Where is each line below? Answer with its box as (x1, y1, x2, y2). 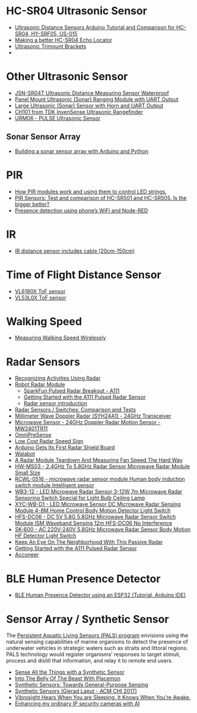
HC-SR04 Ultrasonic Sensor (6, 4, 147, 18)
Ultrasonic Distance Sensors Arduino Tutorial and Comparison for (14, 24, 175, 31)
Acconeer (14, 551, 39, 558)
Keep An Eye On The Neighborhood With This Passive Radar (14, 539, 163, 546)
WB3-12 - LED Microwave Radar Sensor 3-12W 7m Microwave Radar (14, 488, 183, 495)
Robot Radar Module (14, 381, 65, 388)
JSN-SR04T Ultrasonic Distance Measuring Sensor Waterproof (14, 89, 169, 96)
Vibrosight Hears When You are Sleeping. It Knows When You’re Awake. (14, 694, 191, 701)
